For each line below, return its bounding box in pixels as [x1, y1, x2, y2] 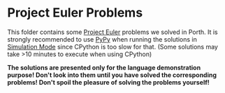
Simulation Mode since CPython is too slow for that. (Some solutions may [7, 42, 219, 51]
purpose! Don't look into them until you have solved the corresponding [7, 71, 217, 79]
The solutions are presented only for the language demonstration [7, 63, 201, 71]
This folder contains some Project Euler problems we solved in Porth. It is [7, 28, 218, 36]
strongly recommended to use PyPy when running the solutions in [7, 35, 197, 43]
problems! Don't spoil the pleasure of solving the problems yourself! [7, 78, 210, 86]
